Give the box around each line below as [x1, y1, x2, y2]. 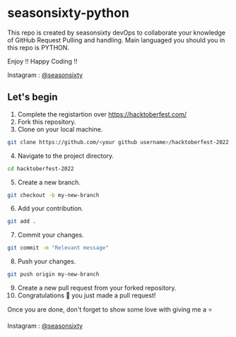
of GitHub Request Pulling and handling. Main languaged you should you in [7, 35, 225, 44]
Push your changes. [17, 257, 76, 266]
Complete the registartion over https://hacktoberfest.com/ [17, 110, 187, 118]
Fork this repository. [17, 117, 76, 126]
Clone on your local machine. [17, 125, 103, 134]
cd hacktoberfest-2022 [7, 165, 74, 172]
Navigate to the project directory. [17, 151, 114, 160]
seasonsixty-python [7, 5, 129, 21]
